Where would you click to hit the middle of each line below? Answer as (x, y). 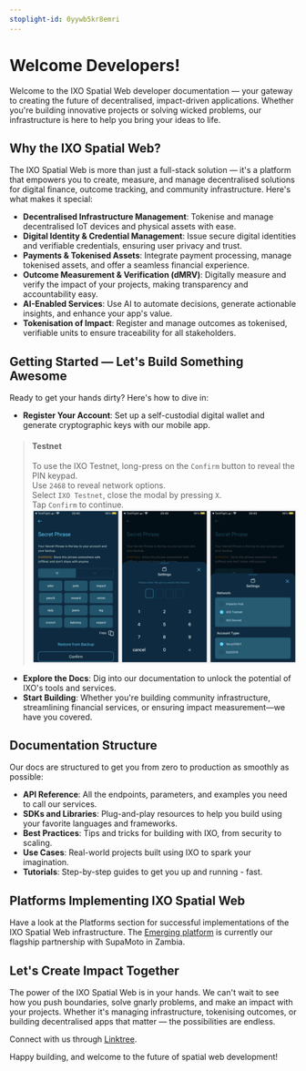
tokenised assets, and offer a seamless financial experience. (136, 265)
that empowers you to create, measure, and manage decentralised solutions (153, 180)
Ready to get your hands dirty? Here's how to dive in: (109, 398)
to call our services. (60, 804)
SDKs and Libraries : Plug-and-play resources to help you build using (152, 814)
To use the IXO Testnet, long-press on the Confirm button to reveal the (163, 466)
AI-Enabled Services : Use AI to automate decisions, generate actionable (159, 304)
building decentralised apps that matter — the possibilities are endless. (143, 1021)
